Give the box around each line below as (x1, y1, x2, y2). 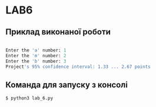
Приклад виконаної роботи (5, 27, 111, 37)
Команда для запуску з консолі (5, 80, 128, 89)
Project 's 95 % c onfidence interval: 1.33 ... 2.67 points (5, 64, 151, 70)
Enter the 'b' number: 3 (5, 58, 67, 64)
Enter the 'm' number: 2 (5, 53, 67, 58)
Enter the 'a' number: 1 (5, 47, 67, 53)
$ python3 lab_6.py (5, 95, 54, 101)
